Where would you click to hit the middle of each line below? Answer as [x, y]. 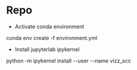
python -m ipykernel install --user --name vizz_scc [68, 61]
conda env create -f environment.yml [52, 38]
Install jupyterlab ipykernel [47, 49]
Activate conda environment [49, 26]
